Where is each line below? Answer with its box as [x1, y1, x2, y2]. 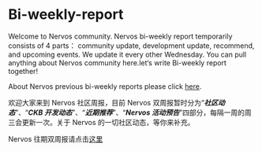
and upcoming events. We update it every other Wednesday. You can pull [8, 50, 247, 59]
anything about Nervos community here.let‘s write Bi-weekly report [8, 57, 227, 68]
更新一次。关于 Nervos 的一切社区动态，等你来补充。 [21, 117, 195, 127]
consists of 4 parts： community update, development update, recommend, [8, 41, 255, 50]
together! [8, 66, 38, 75]
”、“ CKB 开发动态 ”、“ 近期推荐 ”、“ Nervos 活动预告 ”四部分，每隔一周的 [15, 108, 245, 117]
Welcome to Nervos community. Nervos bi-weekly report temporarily [8, 31, 233, 41]
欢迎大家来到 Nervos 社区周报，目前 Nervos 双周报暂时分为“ [8, 98, 205, 107]
